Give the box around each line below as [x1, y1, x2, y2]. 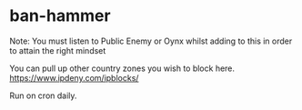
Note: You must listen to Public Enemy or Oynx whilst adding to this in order [9, 35, 293, 46]
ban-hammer [9, 5, 111, 26]
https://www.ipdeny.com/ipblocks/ [9, 72, 139, 83]
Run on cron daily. [9, 90, 77, 101]
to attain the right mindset [9, 45, 106, 55]
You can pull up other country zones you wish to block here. [9, 63, 235, 74]
